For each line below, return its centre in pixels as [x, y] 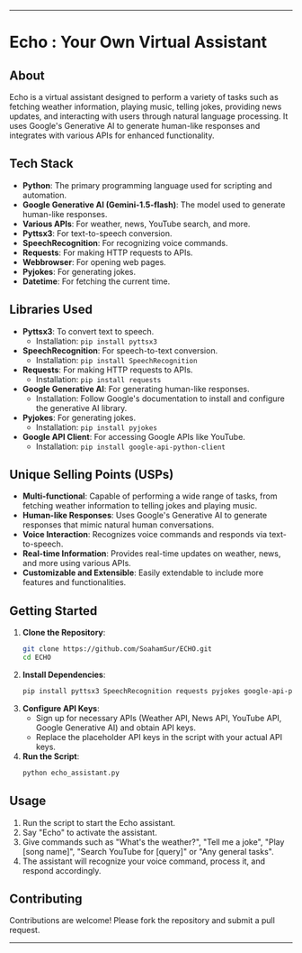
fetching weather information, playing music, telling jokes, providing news [146, 106]
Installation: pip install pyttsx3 [96, 341]
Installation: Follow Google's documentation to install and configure [160, 399]
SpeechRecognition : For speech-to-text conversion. [120, 350]
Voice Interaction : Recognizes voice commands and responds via [145, 535]
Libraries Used [51, 310]
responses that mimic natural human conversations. [118, 525]
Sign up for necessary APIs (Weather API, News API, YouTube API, [159, 718]
